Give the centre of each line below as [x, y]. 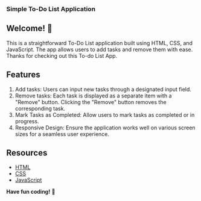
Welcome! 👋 [29, 29]
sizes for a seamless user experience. [62, 134]
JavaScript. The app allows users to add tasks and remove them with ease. [100, 49]
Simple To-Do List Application [51, 9]
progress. [27, 121]
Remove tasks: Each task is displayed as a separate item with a [93, 96]
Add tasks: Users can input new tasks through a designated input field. [103, 89]
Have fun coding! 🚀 [31, 192]
